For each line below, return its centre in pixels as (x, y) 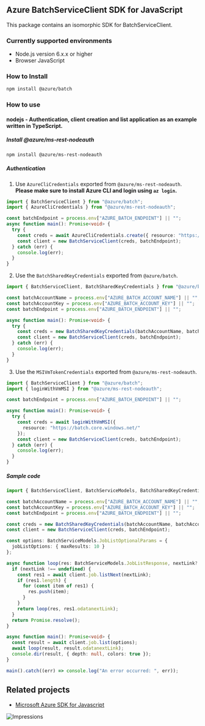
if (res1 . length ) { (42, 580)
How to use (23, 105)
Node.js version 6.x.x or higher (54, 54)
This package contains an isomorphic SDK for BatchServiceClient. (89, 24)
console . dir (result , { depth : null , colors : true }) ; (81, 654)
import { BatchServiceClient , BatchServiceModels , (72, 491)
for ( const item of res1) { (58, 586)
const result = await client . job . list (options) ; (75, 643)
